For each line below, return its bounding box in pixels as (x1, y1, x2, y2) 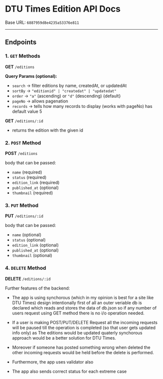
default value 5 (12, 108, 42, 114)
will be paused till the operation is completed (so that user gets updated (12, 325, 156, 330)
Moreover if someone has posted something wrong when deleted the (12, 344, 151, 350)
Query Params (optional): (5, 73, 57, 79)
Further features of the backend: (5, 285, 70, 291)
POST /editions (5, 150, 38, 156)
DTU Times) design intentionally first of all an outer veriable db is (12, 300, 142, 306)
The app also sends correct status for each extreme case (12, 368, 127, 374)
